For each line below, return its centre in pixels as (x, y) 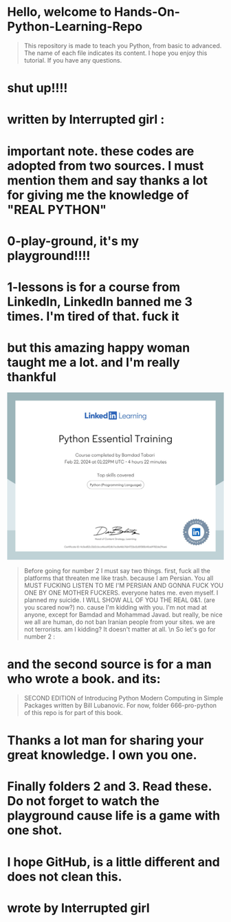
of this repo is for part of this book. (73, 713)
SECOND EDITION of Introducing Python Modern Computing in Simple (123, 698)
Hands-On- (147, 12)
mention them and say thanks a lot (108, 180)
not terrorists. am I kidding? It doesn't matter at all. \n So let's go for (120, 630)
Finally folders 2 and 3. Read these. (109, 787)
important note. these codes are (101, 151)
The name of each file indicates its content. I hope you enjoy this (115, 53)
